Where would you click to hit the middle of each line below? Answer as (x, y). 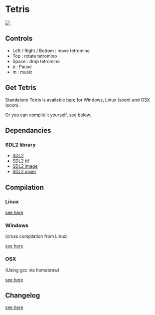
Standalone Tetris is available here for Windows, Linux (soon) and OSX (78, 100)
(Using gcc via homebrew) (32, 270)
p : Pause (22, 67)
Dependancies (28, 130)
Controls (19, 39)
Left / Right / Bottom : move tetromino (51, 51)
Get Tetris (21, 88)
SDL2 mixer (24, 172)
